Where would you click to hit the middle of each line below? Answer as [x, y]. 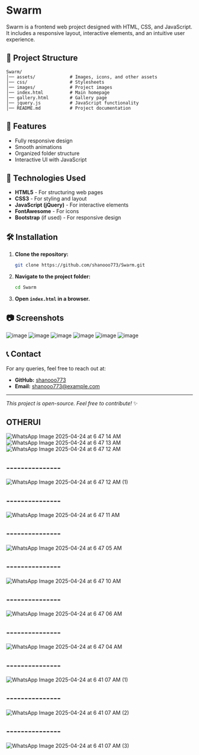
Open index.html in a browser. [52, 299]
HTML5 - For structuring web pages [59, 192]
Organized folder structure [47, 153]
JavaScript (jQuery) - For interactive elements [72, 205]
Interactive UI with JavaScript [51, 159]
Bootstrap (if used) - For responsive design [68, 218]
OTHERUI [24, 422]
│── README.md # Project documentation [69, 108]
